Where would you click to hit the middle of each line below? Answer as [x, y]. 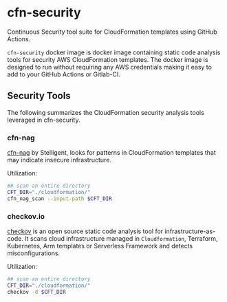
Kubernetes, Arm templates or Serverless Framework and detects [100, 246]
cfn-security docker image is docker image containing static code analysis [114, 52]
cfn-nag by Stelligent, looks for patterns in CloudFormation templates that [112, 153]
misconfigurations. [34, 253]
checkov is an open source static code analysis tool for [85, 231]
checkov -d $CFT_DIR [37, 292]
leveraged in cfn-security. [44, 120]
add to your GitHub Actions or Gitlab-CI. [64, 74]
